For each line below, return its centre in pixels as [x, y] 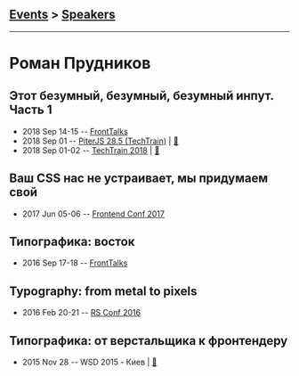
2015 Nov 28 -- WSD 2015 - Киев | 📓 [89, 362]
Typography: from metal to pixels [103, 291]
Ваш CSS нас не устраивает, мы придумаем [139, 179]
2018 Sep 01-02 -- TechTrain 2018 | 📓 [91, 150]
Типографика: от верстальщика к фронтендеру [149, 341]
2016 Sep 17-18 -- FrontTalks [75, 263]
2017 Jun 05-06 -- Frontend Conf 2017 [93, 214]
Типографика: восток [72, 242]
